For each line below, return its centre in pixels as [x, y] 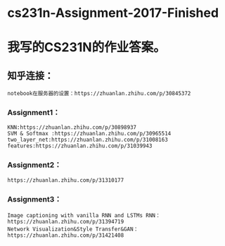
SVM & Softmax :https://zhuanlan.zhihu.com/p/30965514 [89, 134]
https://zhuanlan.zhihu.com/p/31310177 [66, 180]
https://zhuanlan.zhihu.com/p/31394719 [66, 222]
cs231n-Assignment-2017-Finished [113, 13]
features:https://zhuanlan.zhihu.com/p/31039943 [80, 146]
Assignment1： [34, 113]
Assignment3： [34, 199]
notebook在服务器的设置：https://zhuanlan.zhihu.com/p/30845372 [99, 94]
